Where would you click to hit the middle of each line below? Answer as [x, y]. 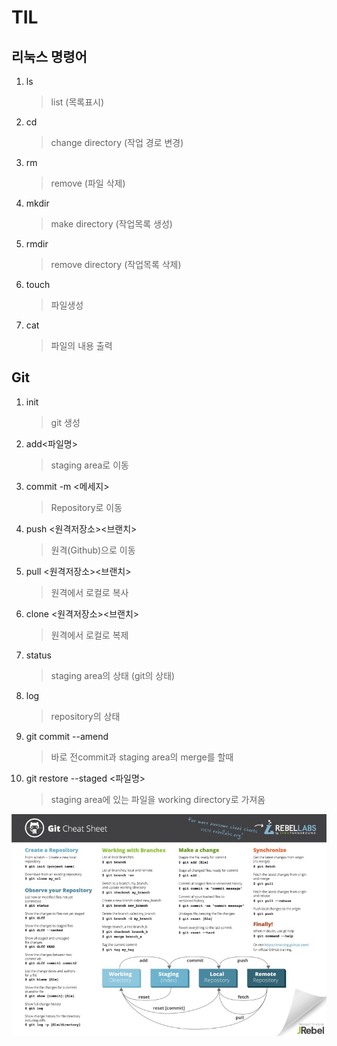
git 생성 [65, 422]
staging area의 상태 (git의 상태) [113, 675]
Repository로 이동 [86, 507]
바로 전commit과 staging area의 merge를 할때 [142, 757]
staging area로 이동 [89, 465]
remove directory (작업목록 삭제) [116, 264]
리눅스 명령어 [49, 56]
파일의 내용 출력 [81, 345]
